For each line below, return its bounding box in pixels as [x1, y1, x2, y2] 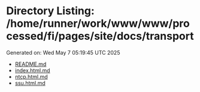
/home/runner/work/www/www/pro [6, 17, 190, 30]
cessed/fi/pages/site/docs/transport [6, 30, 194, 43]
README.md [14, 61, 47, 68]
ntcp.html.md [14, 73, 48, 80]
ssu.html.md [14, 79, 46, 87]
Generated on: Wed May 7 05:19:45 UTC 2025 [6, 49, 120, 56]
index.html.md [14, 66, 50, 74]
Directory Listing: [6, 4, 95, 18]
